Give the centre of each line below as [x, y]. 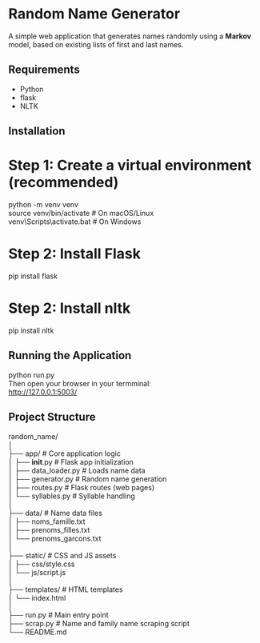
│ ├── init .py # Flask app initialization [71, 461]
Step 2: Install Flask [75, 254]
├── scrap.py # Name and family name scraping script [99, 623]
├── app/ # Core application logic [65, 453]
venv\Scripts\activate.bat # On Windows [75, 222]
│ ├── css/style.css [42, 564]
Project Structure [52, 417]
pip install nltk [31, 330]
